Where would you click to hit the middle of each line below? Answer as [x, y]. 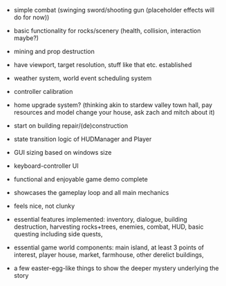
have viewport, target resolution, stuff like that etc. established [103, 65]
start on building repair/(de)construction [71, 126]
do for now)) [31, 17]
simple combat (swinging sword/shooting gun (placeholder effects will [114, 10]
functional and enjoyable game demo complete [81, 179]
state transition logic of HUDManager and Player [83, 139]
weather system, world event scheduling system [83, 78]
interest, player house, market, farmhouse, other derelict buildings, [109, 255]
